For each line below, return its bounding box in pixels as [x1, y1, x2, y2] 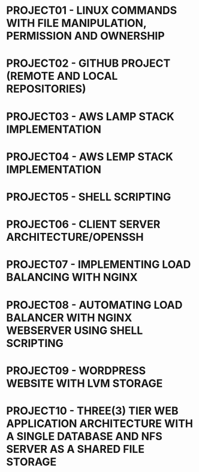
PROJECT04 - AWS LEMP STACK [6, 150, 174, 163]
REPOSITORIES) [6, 82, 86, 96]
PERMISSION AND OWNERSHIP [6, 29, 165, 43]
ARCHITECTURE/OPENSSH [6, 231, 144, 244]
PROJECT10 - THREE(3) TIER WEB [6, 404, 179, 417]
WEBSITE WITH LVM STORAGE [6, 377, 163, 390]
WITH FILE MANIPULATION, [6, 16, 147, 30]
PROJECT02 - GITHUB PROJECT [6, 56, 171, 70]
